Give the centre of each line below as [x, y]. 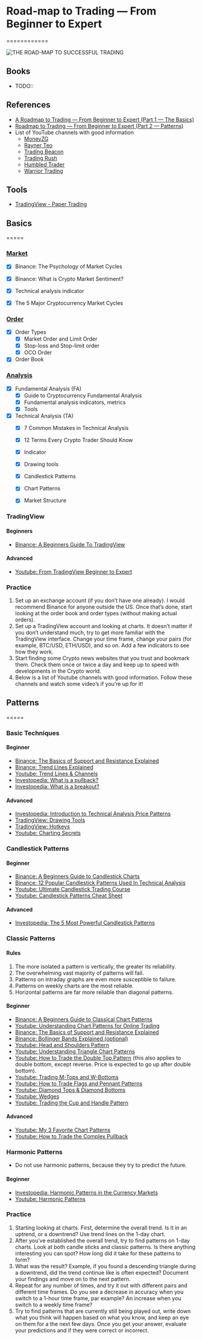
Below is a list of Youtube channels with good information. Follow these [103, 678]
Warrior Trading [43, 171]
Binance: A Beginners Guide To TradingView [70, 544]
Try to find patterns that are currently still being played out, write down [103, 1311]
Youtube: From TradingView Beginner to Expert [74, 571]
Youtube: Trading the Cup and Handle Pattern [71, 1103]
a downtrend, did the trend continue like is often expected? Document [102, 1272]
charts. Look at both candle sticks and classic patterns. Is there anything [105, 1247]
